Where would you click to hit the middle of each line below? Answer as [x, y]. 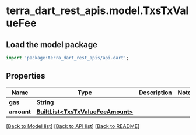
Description [155, 93]
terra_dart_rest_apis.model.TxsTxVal [97, 11]
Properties [26, 76]
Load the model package [52, 45]
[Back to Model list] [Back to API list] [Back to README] [73, 126]
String [45, 102]
